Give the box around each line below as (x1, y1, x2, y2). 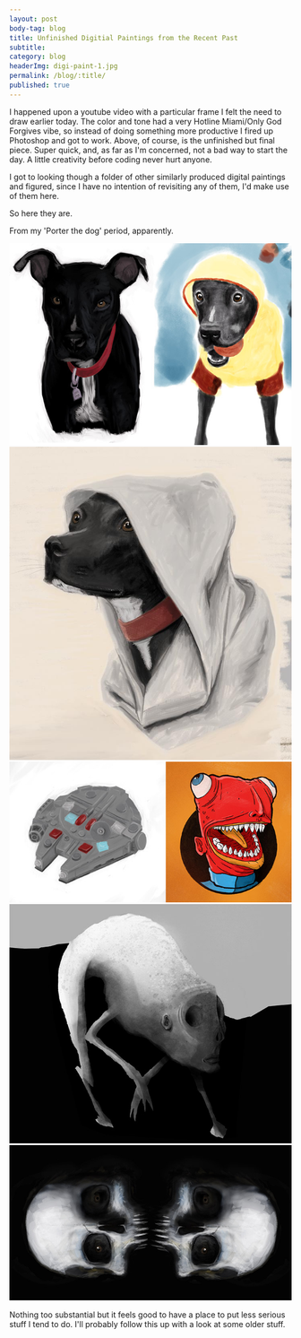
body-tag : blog (9, 23, 66, 33)
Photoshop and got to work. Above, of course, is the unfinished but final (9, 135, 276, 145)
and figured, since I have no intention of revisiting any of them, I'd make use (9, 180, 289, 192)
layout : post (9, 14, 58, 23)
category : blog (9, 52, 66, 62)
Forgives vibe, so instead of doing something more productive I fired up (9, 126, 274, 136)
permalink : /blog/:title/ (9, 72, 106, 81)
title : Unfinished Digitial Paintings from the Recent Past (9, 33, 239, 42)
